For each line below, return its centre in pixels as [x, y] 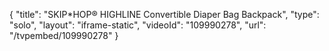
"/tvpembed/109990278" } [64, 35]
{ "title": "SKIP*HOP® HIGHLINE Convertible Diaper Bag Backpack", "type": [164, 14]
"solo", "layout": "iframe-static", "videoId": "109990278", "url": [138, 25]
